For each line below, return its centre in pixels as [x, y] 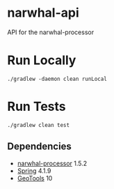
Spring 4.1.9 [34, 171]
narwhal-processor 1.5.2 [52, 163]
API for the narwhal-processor [51, 32]
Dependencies [39, 147]
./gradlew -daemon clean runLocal [57, 79]
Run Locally [42, 60]
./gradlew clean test [39, 125]
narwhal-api [43, 13]
